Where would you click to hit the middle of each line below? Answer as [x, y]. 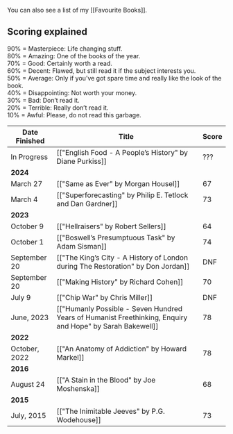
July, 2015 [28, 415]
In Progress [29, 157]
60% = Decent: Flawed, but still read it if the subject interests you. [102, 70]
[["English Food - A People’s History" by [122, 152]
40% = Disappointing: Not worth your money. [72, 92]
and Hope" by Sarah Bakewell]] [107, 326]
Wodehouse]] [79, 419]
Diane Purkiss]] [82, 161]
